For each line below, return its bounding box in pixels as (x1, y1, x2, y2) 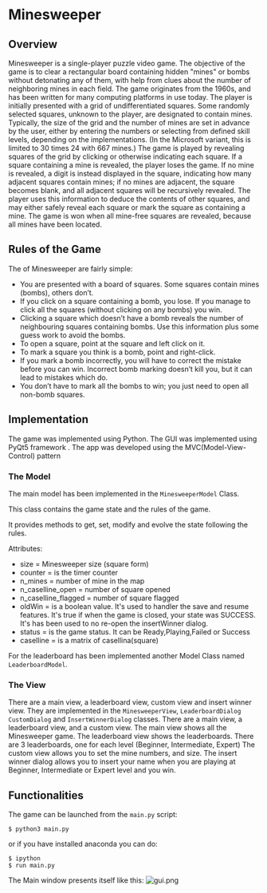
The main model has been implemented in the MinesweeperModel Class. (8, 488, 240, 498)
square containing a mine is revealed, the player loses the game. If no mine (8, 160, 255, 169)
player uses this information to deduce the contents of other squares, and (8, 194, 250, 203)
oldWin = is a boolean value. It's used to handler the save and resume (19, 601, 249, 611)
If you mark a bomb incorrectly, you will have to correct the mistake (19, 355, 241, 365)
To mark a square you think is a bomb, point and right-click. (19, 347, 216, 357)
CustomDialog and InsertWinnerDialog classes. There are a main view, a (8, 714, 243, 724)
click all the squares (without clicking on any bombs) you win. (19, 305, 222, 314)
